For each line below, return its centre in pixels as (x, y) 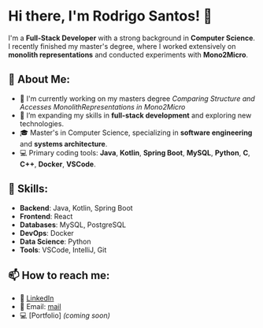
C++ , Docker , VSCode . (57, 164)
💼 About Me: (39, 79)
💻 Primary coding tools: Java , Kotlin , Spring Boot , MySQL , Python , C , (135, 152)
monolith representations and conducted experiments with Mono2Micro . (128, 54)
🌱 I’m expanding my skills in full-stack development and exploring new (135, 115)
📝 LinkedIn (37, 298)
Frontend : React (46, 216)
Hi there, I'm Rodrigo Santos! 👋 (110, 16)
